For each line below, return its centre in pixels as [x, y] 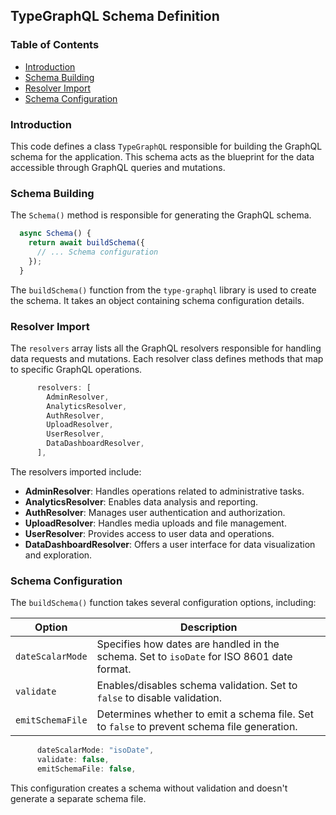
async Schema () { [55, 234]
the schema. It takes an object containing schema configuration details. [157, 300]
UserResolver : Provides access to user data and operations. [149, 533]
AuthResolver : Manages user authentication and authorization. [155, 512]
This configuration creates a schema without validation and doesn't [149, 788]
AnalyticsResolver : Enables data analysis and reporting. [141, 501]
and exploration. [58, 555]
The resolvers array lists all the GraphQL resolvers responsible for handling [166, 348]
